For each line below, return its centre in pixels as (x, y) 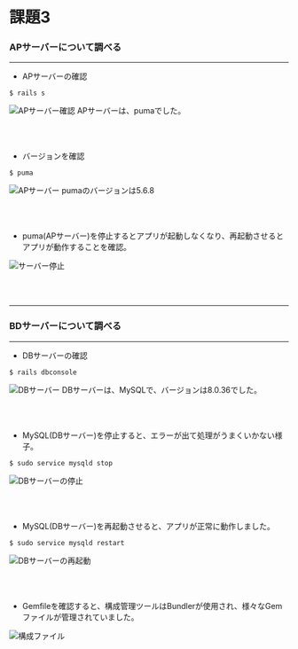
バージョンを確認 (53, 156)
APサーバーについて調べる (66, 47)
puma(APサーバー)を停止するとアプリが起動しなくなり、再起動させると (153, 236)
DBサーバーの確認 (55, 356)
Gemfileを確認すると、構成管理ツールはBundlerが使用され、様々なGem (152, 606)
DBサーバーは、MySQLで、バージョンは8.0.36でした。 (162, 389)
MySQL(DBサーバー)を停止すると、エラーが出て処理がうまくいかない (148, 435)
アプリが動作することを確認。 (76, 247)
